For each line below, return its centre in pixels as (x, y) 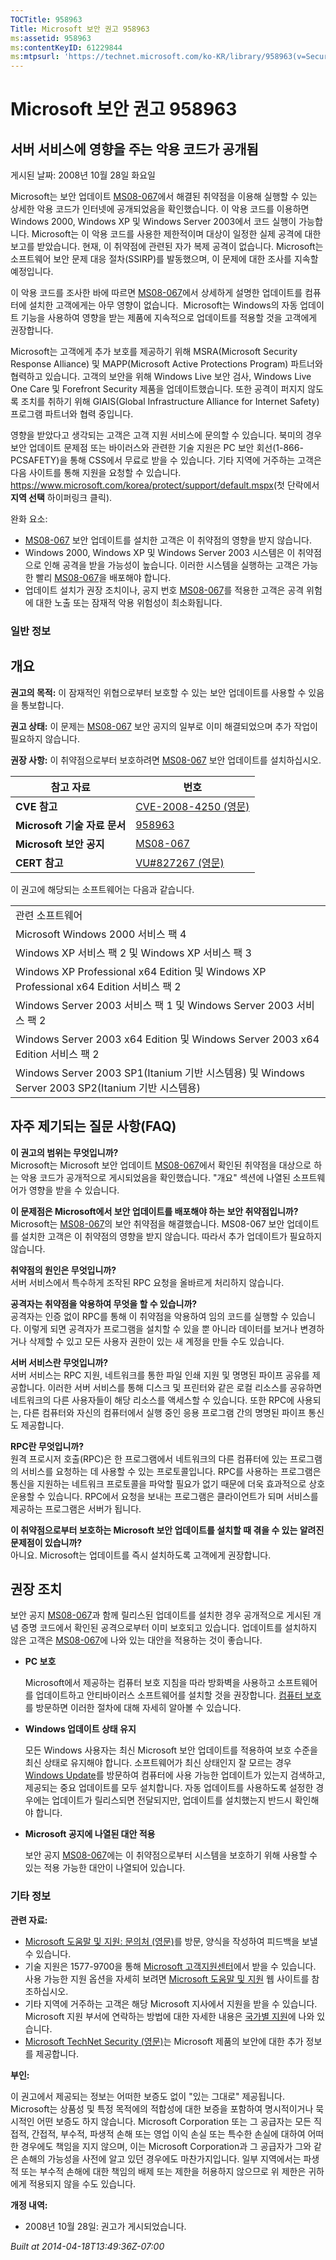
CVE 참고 (36, 806)
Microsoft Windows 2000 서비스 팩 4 (101, 934)
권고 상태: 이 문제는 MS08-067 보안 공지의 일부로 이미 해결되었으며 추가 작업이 (164, 726)
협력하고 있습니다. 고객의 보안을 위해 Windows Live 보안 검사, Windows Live (161, 377)
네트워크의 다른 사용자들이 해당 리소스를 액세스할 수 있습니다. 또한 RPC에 (152, 1400)
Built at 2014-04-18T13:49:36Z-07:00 (87, 2246)
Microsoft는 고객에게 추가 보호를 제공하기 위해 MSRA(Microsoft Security (154, 352)
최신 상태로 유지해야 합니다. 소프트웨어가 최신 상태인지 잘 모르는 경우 (158, 1763)
